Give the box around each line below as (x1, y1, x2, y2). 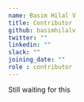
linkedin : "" (8, 41, 52, 49)
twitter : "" (8, 33, 48, 42)
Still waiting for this (8, 85, 71, 94)
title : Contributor (8, 19, 73, 27)
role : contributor (8, 63, 73, 71)
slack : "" (8, 48, 41, 56)
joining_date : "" (8, 56, 66, 64)
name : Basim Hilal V (8, 11, 77, 20)
